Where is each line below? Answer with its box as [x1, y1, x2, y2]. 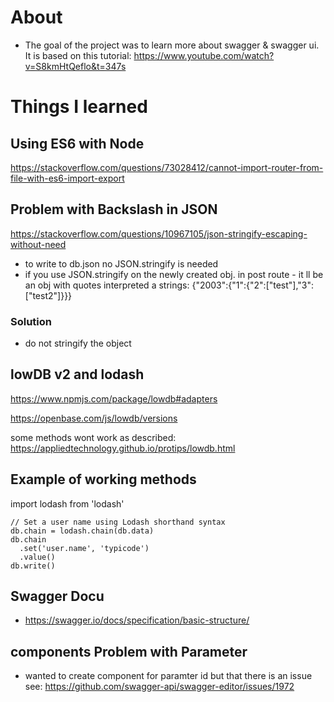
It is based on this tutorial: [24, 49, 132, 61]
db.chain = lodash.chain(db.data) [10, 526, 155, 536]
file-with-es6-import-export [10, 172, 125, 184]
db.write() [10, 561, 56, 571]
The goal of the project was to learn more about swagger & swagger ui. [24, 39, 320, 51]
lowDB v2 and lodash [10, 366, 145, 383]
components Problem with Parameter [10, 643, 248, 660]
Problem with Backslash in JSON [10, 201, 218, 218]
